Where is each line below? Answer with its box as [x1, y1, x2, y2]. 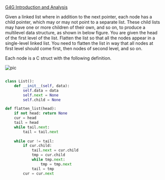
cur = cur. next [23, 171, 55, 176]
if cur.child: [23, 143, 52, 148]
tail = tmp [31, 166, 55, 171]
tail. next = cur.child [31, 148, 79, 153]
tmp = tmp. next [40, 162, 72, 167]
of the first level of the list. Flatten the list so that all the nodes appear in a [5, 35, 155, 41]
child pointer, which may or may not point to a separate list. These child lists [5, 19, 160, 25]
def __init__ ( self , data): [14, 83, 70, 89]
